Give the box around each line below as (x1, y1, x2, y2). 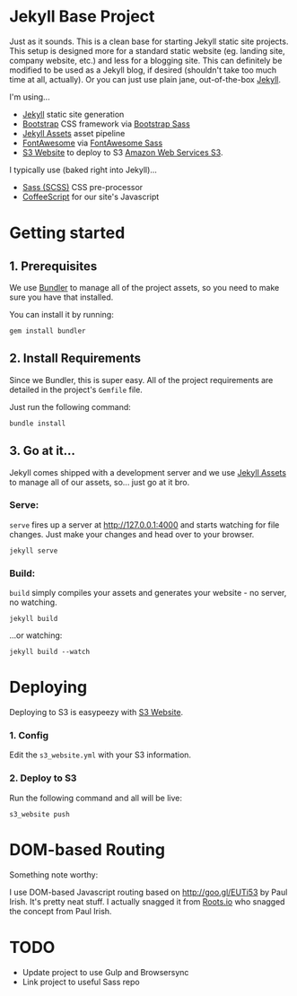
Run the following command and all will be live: (9, 792, 182, 803)
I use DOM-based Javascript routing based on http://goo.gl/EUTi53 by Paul (9, 887, 288, 897)
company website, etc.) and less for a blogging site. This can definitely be (9, 55, 283, 66)
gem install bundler (9, 326, 87, 336)
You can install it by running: (9, 309, 114, 319)
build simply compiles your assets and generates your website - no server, (9, 588, 287, 598)
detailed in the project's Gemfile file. (9, 384, 144, 395)
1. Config (9, 730, 49, 742)
